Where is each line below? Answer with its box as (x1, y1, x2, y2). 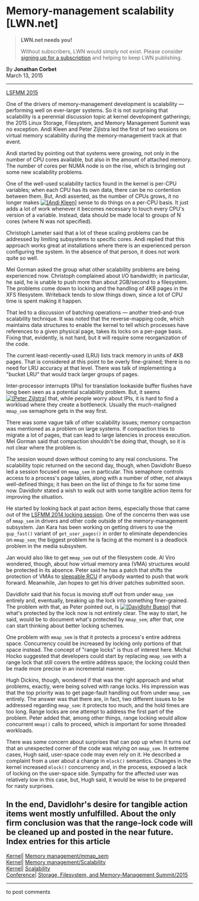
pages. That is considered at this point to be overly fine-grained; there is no (6, 358, 191, 365)
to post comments (6, 888, 50, 895)
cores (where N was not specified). (6, 217, 92, 225)
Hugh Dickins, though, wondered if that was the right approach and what (6, 676, 184, 684)
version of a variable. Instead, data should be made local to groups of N (6, 211, 181, 219)
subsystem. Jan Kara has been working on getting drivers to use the (6, 523, 173, 531)
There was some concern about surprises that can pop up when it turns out (6, 738, 191, 745)
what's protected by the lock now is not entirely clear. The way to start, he (6, 609, 187, 617)
